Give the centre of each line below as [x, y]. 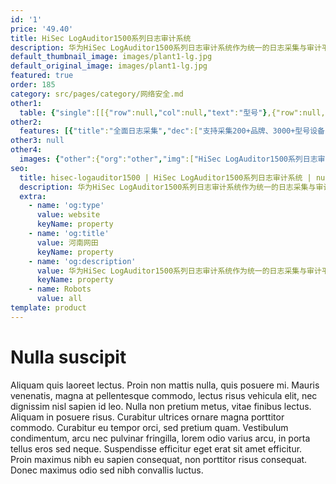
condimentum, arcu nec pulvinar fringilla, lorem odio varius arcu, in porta [160, 438]
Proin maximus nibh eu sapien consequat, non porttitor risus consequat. [159, 459]
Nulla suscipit [68, 357]
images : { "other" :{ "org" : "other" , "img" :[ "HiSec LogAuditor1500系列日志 [168, 159]
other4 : [26, 150]
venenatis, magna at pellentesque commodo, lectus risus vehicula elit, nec [164, 395]
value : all [59, 299]
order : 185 [33, 85]
